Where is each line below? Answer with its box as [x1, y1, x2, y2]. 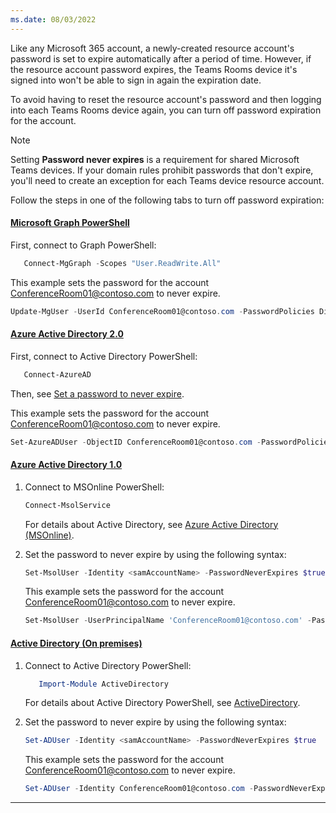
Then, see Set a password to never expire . [10, 387, 185, 400]
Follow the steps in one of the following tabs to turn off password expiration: [10, 194, 325, 206]
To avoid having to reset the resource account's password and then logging [10, 93, 322, 105]
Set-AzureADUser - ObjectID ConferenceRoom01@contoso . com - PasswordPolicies [10, 437, 333, 447]
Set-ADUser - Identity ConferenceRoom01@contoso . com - [24, 784, 254, 794]
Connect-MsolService [24, 500, 111, 510]
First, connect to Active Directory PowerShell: [10, 350, 198, 362]
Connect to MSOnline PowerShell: [24, 481, 165, 493]
